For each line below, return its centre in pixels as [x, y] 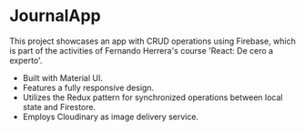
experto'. [26, 60]
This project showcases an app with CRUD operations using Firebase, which [152, 41]
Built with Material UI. [62, 77]
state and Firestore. [59, 106]
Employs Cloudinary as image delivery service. [110, 116]
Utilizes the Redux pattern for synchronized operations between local [152, 97]
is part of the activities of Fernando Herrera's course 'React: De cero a [142, 50]
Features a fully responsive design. [88, 87]
